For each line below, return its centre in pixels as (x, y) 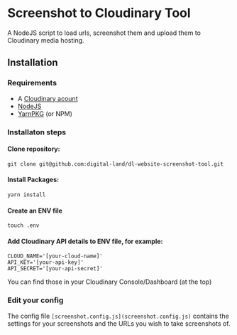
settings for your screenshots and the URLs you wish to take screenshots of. (119, 323)
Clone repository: (34, 149)
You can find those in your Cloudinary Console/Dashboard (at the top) (110, 282)
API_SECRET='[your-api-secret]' (55, 269)
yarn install (27, 195)
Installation (33, 63)
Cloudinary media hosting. (46, 40)
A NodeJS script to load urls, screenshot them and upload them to (104, 33)
